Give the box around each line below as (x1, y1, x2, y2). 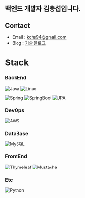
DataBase (5, 130, 29, 137)
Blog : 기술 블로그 (12, 40, 46, 46)
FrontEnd (5, 153, 28, 160)
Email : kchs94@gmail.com (12, 34, 67, 40)
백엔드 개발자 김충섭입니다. (5, 4, 81, 13)
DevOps (5, 107, 25, 114)
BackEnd (5, 75, 27, 81)
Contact (5, 21, 30, 30)
